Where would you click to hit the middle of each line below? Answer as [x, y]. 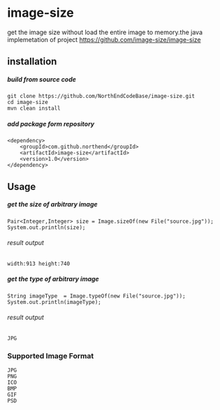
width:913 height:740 [39, 263]
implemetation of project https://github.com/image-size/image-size [104, 39]
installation [32, 62]
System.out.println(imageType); [54, 302]
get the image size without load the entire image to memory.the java [105, 32]
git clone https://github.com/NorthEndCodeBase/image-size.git [101, 96]
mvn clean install [34, 109]
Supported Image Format [51, 356]
